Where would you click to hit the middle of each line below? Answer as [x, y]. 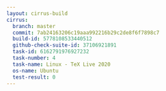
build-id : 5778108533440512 [53, 39]
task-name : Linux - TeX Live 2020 [61, 64]
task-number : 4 [34, 58]
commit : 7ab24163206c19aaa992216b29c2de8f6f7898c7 [86, 32]
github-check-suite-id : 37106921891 [65, 45]
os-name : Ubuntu [36, 70]
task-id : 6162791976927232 [51, 52]
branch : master [34, 26]
